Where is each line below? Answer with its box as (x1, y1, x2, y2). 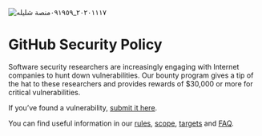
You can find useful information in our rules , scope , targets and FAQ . (8, 118, 234, 128)
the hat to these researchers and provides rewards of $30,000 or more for (8, 78, 254, 88)
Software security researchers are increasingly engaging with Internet (8, 62, 240, 71)
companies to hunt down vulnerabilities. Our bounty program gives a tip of (8, 70, 254, 80)
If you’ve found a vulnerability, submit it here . (8, 102, 158, 112)
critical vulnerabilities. (8, 87, 81, 97)
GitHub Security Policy (8, 36, 163, 54)
